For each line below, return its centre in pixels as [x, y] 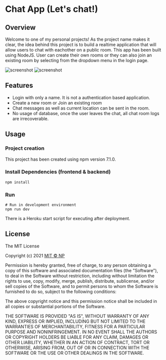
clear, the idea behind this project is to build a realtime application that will [81, 45]
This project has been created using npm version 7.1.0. [61, 159]
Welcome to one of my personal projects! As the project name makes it [78, 39]
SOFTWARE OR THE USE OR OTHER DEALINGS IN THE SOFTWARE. [75, 353]
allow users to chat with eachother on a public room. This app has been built [83, 50]
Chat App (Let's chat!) [52, 9]
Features [19, 86]
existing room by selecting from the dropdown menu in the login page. [77, 60]
